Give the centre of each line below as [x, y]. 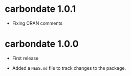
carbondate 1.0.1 [40, 9]
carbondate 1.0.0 [42, 44]
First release [25, 58]
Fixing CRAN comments [37, 23]
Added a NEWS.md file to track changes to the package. [69, 68]
